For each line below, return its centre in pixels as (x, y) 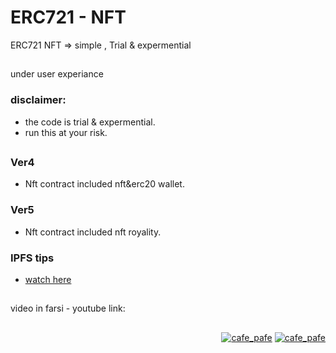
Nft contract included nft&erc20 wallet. (104, 184)
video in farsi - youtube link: (68, 308)
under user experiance (57, 74)
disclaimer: (38, 100)
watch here (48, 279)
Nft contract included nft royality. (93, 232)
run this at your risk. (66, 132)
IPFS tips (32, 258)
